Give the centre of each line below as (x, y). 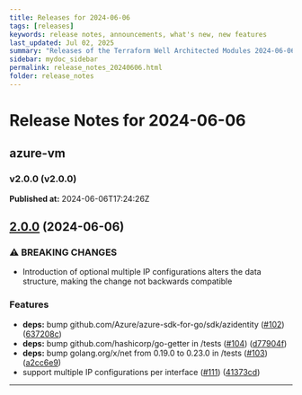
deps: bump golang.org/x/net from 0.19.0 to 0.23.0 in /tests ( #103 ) (145, 353)
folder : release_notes (52, 76)
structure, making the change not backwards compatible (127, 281)
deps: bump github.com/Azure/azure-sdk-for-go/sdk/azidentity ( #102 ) (153, 324)
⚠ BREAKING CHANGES (63, 252)
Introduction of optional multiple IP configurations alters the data (142, 272)
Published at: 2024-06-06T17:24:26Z (80, 198)
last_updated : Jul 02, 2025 (62, 43)
